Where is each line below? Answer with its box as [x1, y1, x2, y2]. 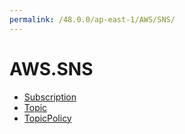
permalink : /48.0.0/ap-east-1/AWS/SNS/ [9, 14, 176, 25]
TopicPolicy [23, 112, 72, 124]
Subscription [23, 91, 77, 103]
